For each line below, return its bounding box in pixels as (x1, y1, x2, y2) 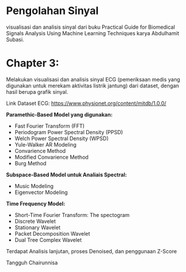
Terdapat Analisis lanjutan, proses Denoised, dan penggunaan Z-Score (6, 247, 177, 254)
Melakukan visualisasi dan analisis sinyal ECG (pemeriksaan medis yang (6, 76, 181, 83)
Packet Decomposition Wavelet (14, 230, 90, 237)
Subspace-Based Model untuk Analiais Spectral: (6, 171, 127, 178)
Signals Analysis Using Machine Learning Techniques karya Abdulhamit (6, 29, 180, 36)
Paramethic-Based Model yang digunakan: (6, 111, 113, 118)
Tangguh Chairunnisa (6, 259, 58, 266)
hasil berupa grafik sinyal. (6, 88, 69, 95)
